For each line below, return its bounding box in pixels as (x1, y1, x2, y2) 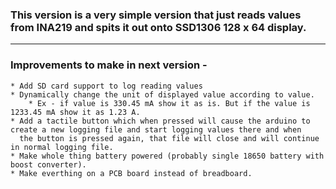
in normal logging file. (10, 142, 114, 152)
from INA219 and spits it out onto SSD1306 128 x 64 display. (10, 20, 307, 34)
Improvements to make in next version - (10, 58, 208, 72)
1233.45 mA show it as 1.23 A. (10, 107, 141, 117)
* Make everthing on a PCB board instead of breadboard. (10, 168, 253, 178)
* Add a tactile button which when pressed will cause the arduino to (10, 116, 311, 126)
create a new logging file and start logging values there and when (10, 124, 302, 135)
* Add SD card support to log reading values (10, 81, 203, 91)
